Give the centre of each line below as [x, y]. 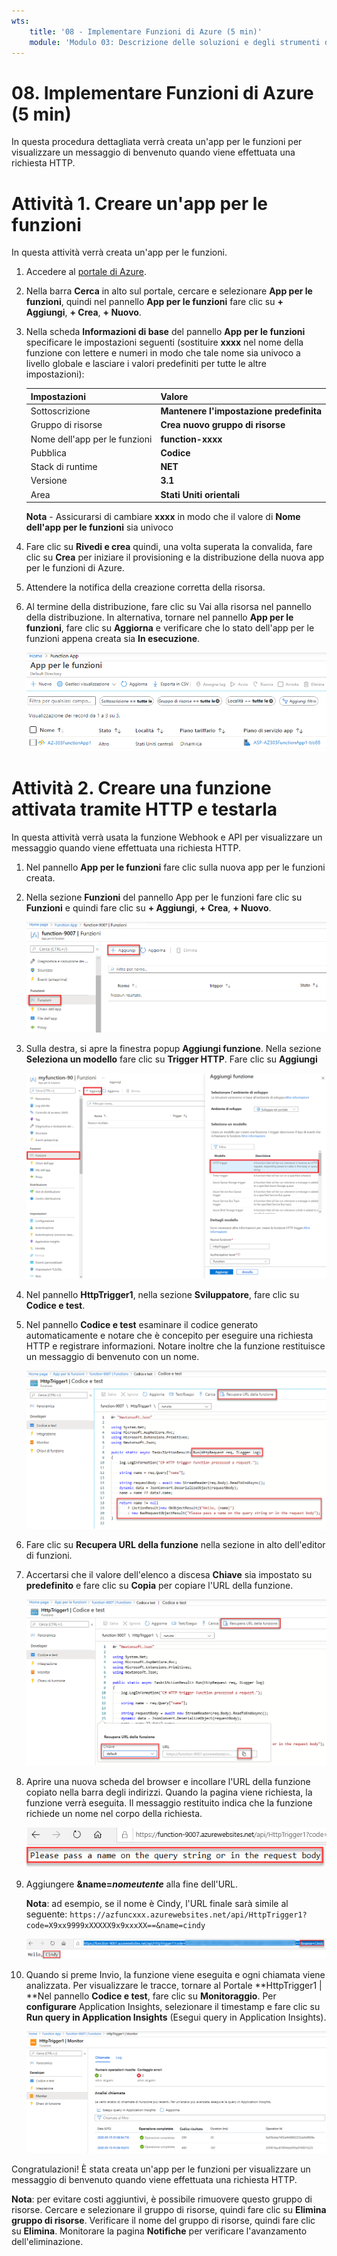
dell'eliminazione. [47, 2242]
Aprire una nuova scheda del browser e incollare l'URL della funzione [168, 1782]
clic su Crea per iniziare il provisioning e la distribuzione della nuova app [175, 557]
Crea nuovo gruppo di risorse [223, 425]
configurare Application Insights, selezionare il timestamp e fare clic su [173, 2006]
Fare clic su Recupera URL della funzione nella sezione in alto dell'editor [175, 1545]
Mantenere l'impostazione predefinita [241, 411]
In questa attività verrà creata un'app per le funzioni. [119, 252]
